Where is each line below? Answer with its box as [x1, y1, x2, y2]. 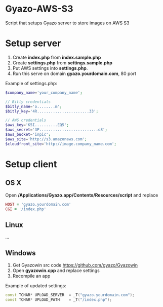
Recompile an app [12, 273, 51, 279]
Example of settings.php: [5, 80, 57, 86]
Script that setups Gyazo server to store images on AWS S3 [5, 20, 130, 26]
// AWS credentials [5, 118, 47, 123]
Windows [5, 249, 36, 257]
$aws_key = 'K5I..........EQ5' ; [5, 123, 69, 128]
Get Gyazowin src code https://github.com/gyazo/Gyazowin [12, 262, 138, 268]
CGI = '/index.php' [5, 206, 47, 212]
